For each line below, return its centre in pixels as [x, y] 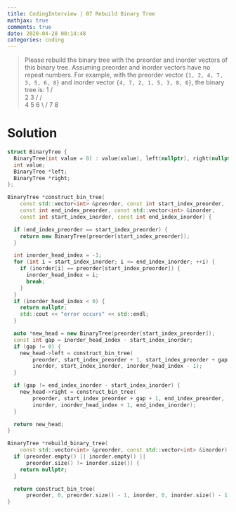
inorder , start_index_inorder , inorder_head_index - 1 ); [117, 366]
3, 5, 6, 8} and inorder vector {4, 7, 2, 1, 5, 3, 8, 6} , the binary [124, 82]
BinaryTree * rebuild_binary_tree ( [58, 444]
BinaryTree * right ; [42, 178]
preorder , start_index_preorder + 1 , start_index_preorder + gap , [132, 359]
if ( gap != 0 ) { [37, 346]
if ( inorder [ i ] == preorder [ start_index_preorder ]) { [100, 269]
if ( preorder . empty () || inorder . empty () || [80, 457]
